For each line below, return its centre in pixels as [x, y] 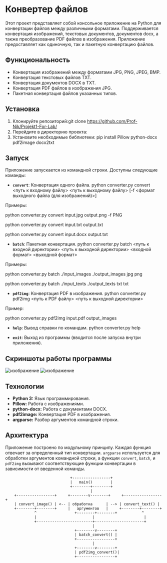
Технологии [24, 386]
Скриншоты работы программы [58, 358]
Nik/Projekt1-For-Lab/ [35, 126]
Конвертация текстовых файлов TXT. [52, 77]
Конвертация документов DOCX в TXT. [54, 82]
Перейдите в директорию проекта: [50, 131]
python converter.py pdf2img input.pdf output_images [61, 318]
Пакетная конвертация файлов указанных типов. [65, 93]
